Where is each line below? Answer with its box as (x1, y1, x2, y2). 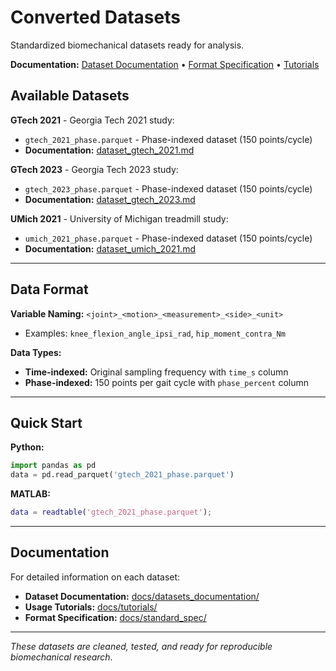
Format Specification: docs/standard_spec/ (24, 611, 207, 623)
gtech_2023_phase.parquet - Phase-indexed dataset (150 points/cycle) (24, 182, 313, 195)
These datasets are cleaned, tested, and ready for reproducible (10, 640, 273, 652)
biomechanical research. (10, 651, 113, 663)
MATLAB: (10, 488, 51, 500)
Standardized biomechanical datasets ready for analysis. (10, 39, 245, 51)
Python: (10, 441, 45, 453)
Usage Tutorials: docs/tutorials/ (24, 601, 158, 613)
